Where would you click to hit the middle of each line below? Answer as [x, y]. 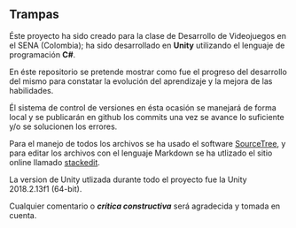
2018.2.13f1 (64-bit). [46, 188]
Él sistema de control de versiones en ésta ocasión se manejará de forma [143, 107]
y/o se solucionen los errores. [63, 126]
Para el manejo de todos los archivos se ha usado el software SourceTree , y [148, 143]
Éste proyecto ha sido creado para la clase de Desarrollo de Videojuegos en [148, 35]
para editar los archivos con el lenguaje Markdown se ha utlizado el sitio [141, 153]
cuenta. [23, 215]
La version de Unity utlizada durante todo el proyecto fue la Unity [128, 179]
